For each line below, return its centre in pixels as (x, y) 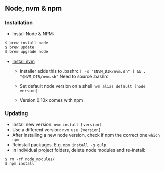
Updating (16, 113)
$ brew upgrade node (27, 52)
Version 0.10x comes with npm (51, 100)
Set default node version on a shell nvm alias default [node (82, 86)
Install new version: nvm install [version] (57, 124)
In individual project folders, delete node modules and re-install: (78, 150)
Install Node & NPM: (33, 34)
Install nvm (23, 61)
